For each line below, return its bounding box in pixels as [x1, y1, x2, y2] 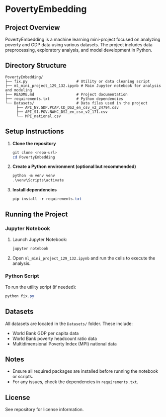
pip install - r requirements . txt [12, 196, 82, 202]
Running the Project [5, 210, 68, 219]
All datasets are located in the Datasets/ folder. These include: [5, 321, 133, 327]
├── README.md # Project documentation [5, 92, 128, 97]
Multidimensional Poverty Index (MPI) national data [12, 340, 117, 346]
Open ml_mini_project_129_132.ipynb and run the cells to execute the [12, 255, 156, 261]
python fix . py [5, 293, 35, 299]
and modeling [5, 87, 32, 92]
